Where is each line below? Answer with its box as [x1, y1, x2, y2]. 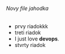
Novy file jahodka [6, 5, 49, 12]
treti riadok [14, 29, 41, 36]
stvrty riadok [14, 42, 46, 49]
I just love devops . [14, 35, 60, 42]
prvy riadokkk [14, 23, 49, 30]
